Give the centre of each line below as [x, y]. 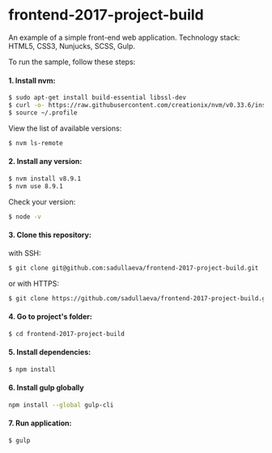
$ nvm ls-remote [36, 143]
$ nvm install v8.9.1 [45, 179]
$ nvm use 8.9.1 [36, 186]
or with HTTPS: [34, 283]
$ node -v [25, 217]
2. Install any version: [45, 162]
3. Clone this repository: [50, 235]
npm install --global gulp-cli [61, 405]
